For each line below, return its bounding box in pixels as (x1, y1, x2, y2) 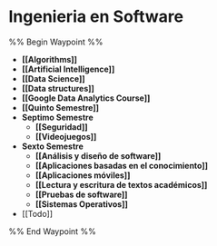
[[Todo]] (21, 208, 54, 219)
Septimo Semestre (21, 112, 94, 123)
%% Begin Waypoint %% (8, 36, 104, 47)
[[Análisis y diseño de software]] (35, 150, 162, 161)
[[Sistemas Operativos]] (35, 198, 128, 210)
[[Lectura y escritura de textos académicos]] (35, 179, 208, 190)
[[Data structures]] (21, 83, 94, 93)
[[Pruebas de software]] (35, 189, 128, 200)
